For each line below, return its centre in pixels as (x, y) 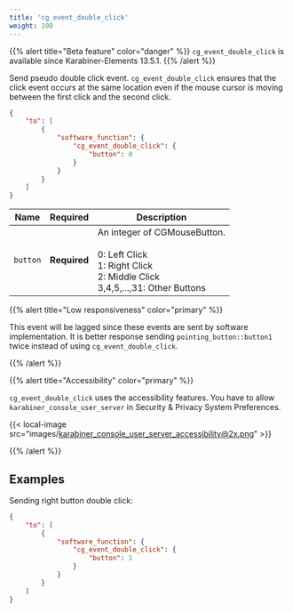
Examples (37, 479)
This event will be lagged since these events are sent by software (129, 327)
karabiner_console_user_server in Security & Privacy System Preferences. (145, 407)
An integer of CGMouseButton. (162, 232)
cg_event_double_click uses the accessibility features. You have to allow (142, 398)
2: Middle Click (128, 277)
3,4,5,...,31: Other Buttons (151, 288)
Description (162, 217)
